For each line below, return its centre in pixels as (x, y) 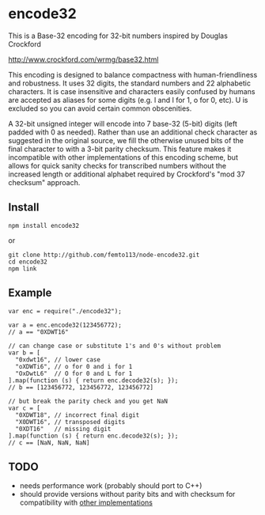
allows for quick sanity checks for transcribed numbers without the (117, 165)
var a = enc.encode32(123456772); (65, 325)
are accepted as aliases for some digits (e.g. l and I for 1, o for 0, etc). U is (128, 100)
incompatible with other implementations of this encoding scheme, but (123, 157)
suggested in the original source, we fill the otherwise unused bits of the (126, 140)
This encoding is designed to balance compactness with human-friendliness (133, 74)
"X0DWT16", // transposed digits (70, 422)
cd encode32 (28, 262)
